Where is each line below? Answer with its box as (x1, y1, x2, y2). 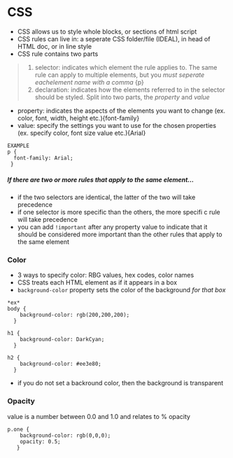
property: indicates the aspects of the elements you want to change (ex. (17, 106, 226, 115)
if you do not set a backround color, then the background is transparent (17, 379, 224, 387)
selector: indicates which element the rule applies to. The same (34, 63, 218, 71)
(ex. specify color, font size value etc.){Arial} (17, 129, 146, 137)
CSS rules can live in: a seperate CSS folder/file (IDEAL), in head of (17, 34, 211, 43)
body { (7, 306, 27, 313)
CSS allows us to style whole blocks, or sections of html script (17, 27, 197, 36)
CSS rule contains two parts (17, 50, 99, 58)
